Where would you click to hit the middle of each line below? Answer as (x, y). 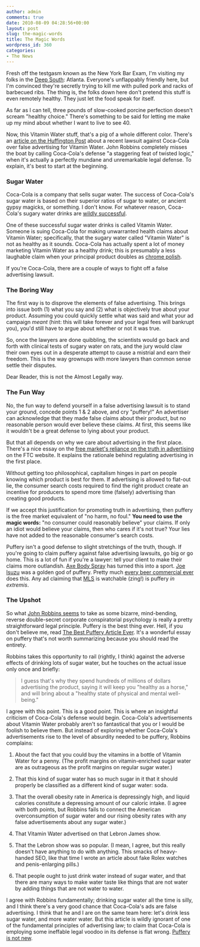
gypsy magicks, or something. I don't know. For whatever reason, (87, 207)
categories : (21, 51)
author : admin (24, 12)
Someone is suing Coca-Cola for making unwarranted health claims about (97, 231)
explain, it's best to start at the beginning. (57, 166)
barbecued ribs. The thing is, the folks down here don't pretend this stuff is (99, 92)
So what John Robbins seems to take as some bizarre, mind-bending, (92, 613)
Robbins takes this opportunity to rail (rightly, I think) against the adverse (96, 656)
